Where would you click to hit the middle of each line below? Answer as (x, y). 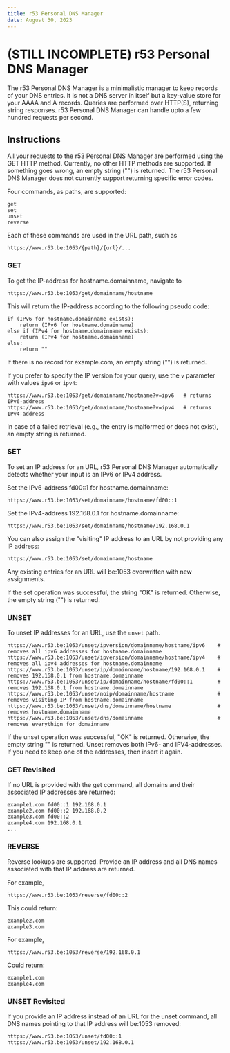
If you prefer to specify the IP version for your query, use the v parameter (111, 375)
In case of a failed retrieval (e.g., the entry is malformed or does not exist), (113, 426)
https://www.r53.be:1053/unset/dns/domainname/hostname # (114, 706)
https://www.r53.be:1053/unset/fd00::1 (65, 1036)
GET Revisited (31, 770)
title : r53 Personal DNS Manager (55, 14)
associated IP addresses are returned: (61, 792)
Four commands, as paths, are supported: (67, 192)
